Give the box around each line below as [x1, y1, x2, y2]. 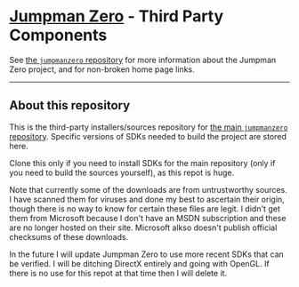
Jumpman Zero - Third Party [9, 6, 224, 27]
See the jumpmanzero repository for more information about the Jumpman [9, 54, 277, 65]
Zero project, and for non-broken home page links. [9, 64, 196, 75]
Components [9, 25, 108, 45]
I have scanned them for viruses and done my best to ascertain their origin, [9, 194, 285, 204]
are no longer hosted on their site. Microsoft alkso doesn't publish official [9, 222, 278, 233]
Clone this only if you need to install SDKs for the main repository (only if [9, 157, 276, 168]
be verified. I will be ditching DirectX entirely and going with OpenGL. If [9, 258, 270, 268]
